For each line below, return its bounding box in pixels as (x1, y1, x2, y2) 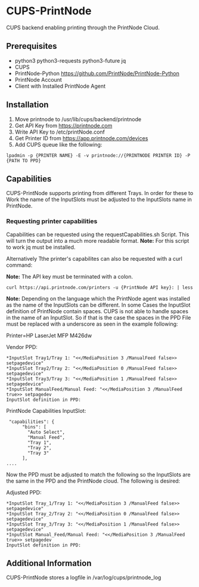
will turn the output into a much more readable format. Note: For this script (6, 237, 189, 244)
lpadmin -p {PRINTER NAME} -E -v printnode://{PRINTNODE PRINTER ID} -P (6, 152, 191, 159)
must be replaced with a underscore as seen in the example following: (6, 320, 178, 328)
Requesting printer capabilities (6, 217, 98, 225)
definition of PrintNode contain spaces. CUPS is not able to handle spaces (6, 307, 189, 314)
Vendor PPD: (6, 343, 38, 350)
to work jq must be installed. (6, 243, 76, 251)
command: (6, 261, 33, 268)
